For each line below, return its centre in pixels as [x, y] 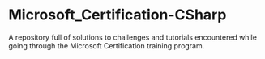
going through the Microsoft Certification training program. [107, 45]
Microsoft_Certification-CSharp [118, 15]
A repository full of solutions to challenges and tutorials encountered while [133, 37]
